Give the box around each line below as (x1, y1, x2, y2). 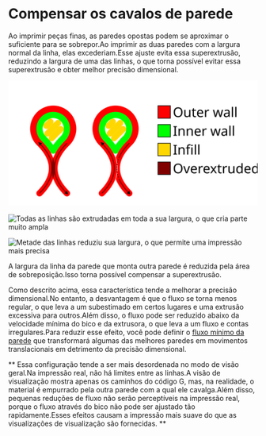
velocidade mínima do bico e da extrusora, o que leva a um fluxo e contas (8, 318, 249, 328)
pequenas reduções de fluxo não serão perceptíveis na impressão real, (8, 393, 240, 403)
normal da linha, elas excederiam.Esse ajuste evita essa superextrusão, (8, 48, 241, 57)
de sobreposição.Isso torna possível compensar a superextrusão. (8, 269, 222, 279)
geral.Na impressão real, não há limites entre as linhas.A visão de (8, 368, 221, 377)
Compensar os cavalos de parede (8, 5, 234, 23)
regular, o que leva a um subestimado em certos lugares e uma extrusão (8, 302, 244, 311)
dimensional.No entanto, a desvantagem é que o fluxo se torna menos (8, 293, 237, 303)
